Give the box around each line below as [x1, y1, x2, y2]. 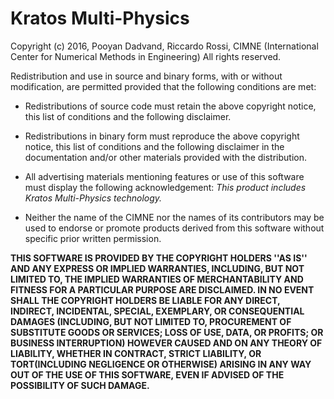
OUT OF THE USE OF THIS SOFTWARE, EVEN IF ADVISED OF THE [10, 368, 285, 381]
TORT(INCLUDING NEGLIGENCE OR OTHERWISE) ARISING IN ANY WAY [10, 358, 312, 370]
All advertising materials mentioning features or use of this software [24, 170, 305, 182]
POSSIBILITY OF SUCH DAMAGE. [10, 379, 150, 391]
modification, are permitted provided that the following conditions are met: [10, 80, 317, 92]
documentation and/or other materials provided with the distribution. [24, 151, 307, 163]
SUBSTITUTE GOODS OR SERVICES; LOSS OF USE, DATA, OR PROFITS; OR [10, 326, 324, 338]
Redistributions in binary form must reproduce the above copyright [24, 130, 300, 142]
